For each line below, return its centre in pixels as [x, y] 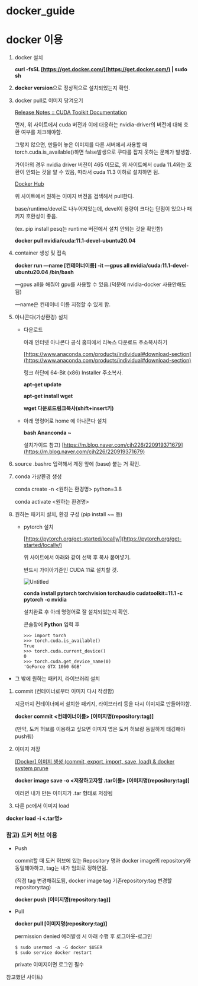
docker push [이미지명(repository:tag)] [63, 899]
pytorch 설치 [38, 527]
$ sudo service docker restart [53, 953]
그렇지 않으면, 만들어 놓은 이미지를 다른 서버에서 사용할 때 [81, 145]
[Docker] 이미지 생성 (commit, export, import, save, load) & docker [95, 762]
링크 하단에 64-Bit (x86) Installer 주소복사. [73, 373]
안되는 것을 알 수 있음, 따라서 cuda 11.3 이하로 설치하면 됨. [92, 172]
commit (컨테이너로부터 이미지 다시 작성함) [64, 691]
